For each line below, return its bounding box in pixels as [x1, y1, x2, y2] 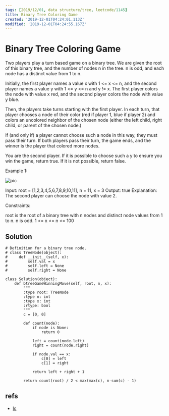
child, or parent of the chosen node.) [5, 122, 82, 129]
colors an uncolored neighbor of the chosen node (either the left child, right [5, 117, 162, 123]
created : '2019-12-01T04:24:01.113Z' [5, 17, 85, 22]
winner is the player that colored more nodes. [5, 143, 100, 149]
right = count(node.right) [32, 343, 89, 348]
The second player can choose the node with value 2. [5, 193, 117, 199]
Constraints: [5, 202, 31, 209]
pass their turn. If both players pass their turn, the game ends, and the [5, 137, 151, 144]
